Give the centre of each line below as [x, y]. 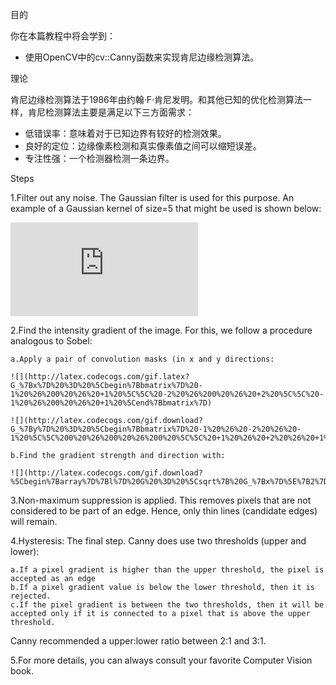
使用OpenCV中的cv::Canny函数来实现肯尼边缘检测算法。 [142, 57]
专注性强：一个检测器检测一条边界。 [99, 158]
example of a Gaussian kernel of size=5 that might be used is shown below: [166, 208]
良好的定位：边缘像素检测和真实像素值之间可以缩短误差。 [143, 146]
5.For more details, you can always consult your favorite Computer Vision [161, 660]
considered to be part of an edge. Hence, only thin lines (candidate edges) [164, 511]
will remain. [34, 521]
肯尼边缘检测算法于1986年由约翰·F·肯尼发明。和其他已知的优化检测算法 [157, 99]
